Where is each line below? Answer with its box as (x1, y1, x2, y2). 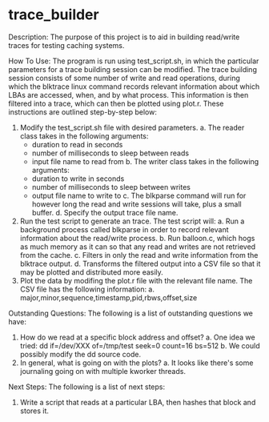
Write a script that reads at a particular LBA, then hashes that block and (19, 397, 256, 407)
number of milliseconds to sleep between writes (31, 182, 191, 191)
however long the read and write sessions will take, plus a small (31, 199, 242, 209)
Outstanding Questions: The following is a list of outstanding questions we (8, 308, 254, 318)
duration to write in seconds (31, 174, 125, 183)
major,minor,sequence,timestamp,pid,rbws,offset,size (19, 292, 198, 302)
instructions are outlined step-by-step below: (8, 107, 158, 117)
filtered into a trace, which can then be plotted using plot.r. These (8, 98, 224, 108)
